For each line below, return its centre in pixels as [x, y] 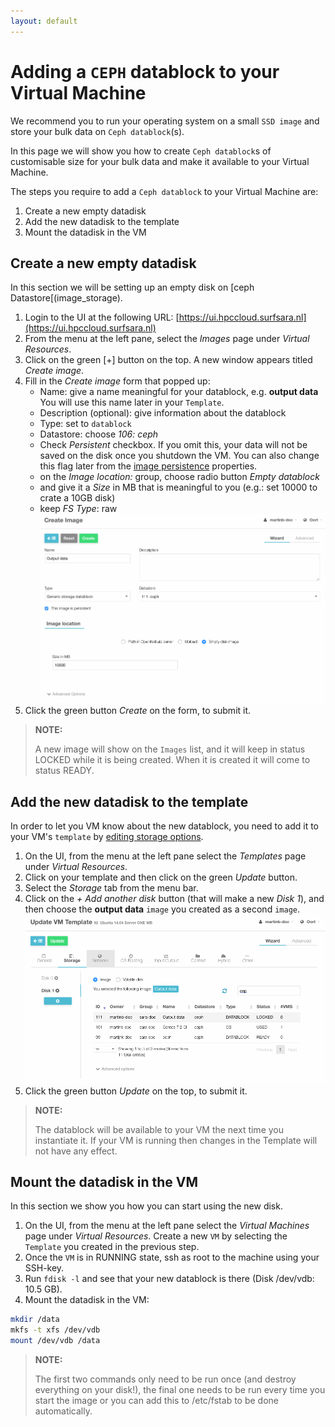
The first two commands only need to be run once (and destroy [165, 1379]
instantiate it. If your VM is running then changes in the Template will [176, 1140]
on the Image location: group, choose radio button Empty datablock [179, 477]
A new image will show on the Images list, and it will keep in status [170, 749]
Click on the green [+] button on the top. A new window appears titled [168, 360]
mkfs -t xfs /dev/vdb [55, 1330]
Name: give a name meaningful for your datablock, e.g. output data [179, 392]
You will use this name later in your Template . [132, 402]
